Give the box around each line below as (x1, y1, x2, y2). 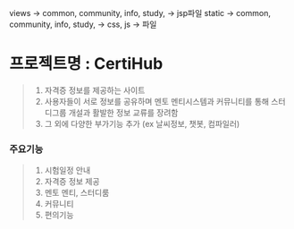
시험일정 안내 (44, 165, 91, 176)
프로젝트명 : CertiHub (9, 54, 164, 74)
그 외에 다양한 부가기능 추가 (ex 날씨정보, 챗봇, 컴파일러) (44, 118, 240, 129)
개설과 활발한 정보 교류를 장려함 (68, 106, 179, 118)
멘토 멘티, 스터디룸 (44, 187, 110, 199)
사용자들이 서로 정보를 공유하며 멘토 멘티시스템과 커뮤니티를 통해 (44, 96, 270, 106)
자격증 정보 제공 (44, 176, 100, 187)
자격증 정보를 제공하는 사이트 (44, 84, 146, 96)
